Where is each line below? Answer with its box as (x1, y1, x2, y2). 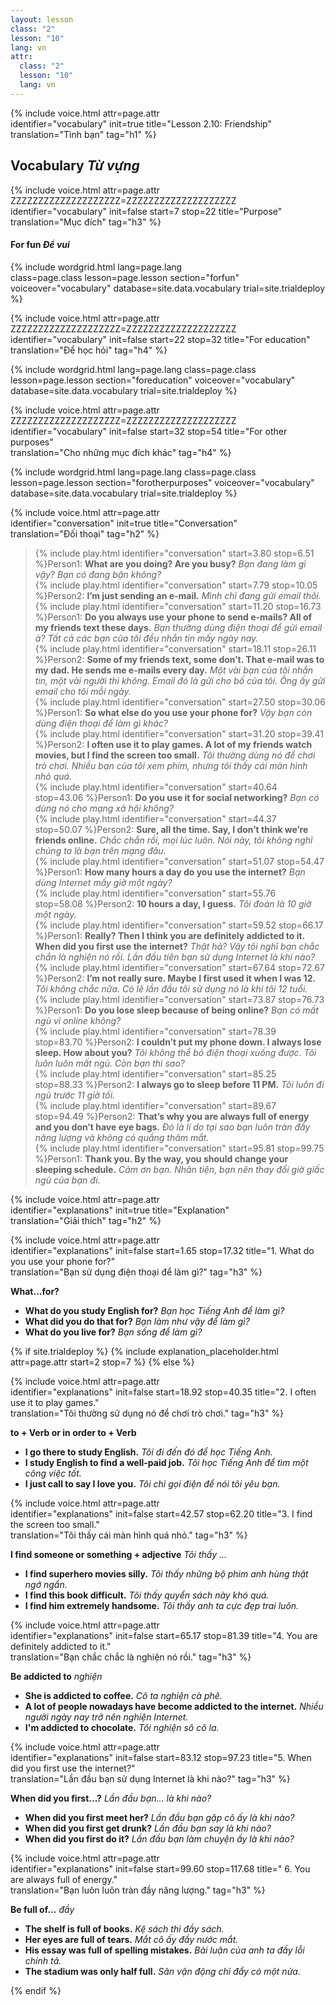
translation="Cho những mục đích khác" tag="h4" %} (10, 446, 232, 458)
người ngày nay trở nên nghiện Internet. (24, 1711, 189, 1723)
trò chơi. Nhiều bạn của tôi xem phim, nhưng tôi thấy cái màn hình (34, 759, 308, 771)
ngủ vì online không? (34, 1014, 122, 1026)
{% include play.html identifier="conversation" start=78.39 (34, 1025, 277, 1037)
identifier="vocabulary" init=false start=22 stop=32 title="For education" (10, 333, 311, 345)
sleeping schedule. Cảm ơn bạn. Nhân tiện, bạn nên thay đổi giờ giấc (34, 1163, 325, 1175)
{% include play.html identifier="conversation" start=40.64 (34, 781, 278, 793)
